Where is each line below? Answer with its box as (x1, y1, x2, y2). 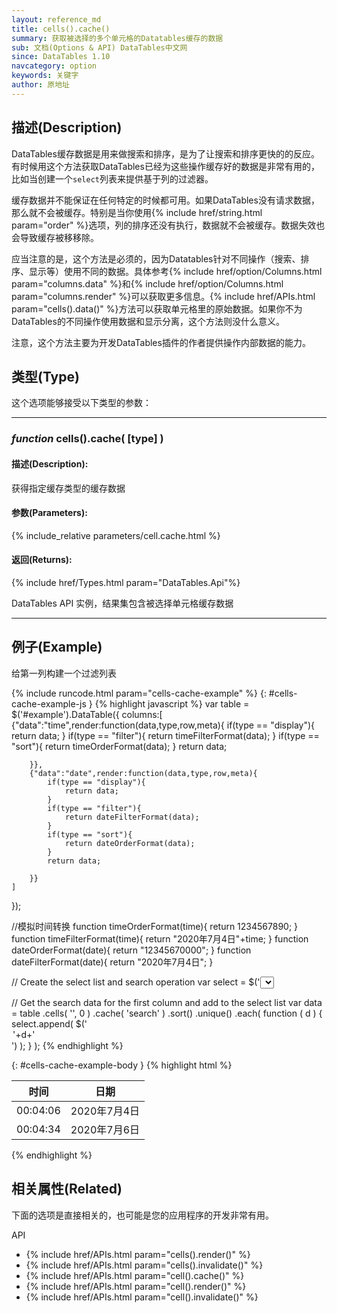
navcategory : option (11, 61, 98, 71)
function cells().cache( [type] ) (11, 432, 164, 446)
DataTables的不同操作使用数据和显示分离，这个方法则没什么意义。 (11, 315, 285, 327)
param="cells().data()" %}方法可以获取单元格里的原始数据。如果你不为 (11, 302, 303, 315)
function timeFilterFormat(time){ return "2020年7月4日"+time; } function (11, 932, 309, 945)
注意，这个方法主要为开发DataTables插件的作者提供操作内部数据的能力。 (11, 336, 311, 348)
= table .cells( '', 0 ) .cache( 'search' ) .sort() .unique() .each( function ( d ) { (11, 1007, 323, 1019)
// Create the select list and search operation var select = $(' (11, 976, 261, 988)
